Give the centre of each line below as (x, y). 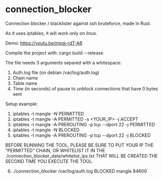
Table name (25, 83)
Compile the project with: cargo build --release (54, 53)
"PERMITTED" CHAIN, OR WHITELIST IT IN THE (55, 150)
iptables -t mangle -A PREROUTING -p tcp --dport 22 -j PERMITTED (84, 124)
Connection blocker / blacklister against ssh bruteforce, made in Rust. (78, 23)
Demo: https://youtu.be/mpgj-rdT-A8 (44, 43)
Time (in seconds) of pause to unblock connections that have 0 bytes (85, 88)
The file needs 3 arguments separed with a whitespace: (63, 62)
